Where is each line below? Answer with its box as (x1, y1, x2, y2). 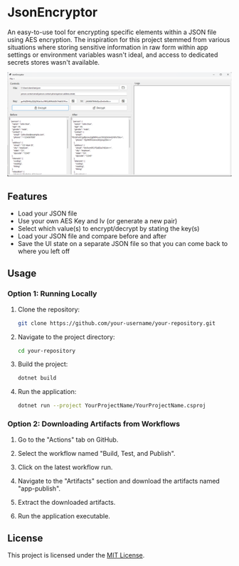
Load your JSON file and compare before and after (17, 232, 167, 240)
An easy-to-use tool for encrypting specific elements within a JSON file (7, 28, 217, 36)
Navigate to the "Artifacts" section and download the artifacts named (17, 476, 221, 485)
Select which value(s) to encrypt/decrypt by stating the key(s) (17, 225, 200, 233)
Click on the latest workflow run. (17, 463, 113, 471)
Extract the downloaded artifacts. (17, 498, 116, 506)
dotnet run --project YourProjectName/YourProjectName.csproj (17, 402, 206, 410)
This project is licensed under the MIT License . (7, 551, 145, 560)
